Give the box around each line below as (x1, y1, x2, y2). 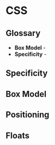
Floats (5, 130, 30, 141)
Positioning (5, 110, 50, 120)
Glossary (5, 28, 40, 38)
